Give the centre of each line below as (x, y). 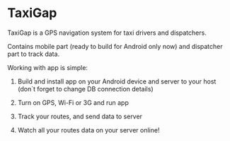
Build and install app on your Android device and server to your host (117, 81)
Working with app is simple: (48, 67)
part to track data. (34, 54)
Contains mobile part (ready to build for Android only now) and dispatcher (115, 46)
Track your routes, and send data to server (80, 116)
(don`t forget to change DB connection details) (85, 89)
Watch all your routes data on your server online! (88, 130)
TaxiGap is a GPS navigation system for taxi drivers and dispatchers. (107, 33)
